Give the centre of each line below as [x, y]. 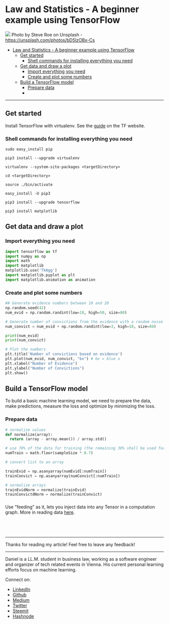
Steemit [20, 611]
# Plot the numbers [26, 349]
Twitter [20, 606]
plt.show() [17, 373]
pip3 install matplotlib [31, 211]
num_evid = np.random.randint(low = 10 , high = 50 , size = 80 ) [66, 313]
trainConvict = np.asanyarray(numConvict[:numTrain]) [63, 476]
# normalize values [26, 430]
